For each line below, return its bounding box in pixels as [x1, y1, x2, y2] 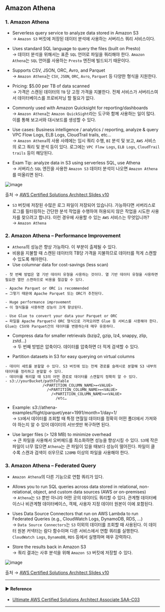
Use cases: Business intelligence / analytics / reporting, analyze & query [12, 126, 159, 132]
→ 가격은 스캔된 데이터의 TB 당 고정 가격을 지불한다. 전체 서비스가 [12, 88, 137, 95]
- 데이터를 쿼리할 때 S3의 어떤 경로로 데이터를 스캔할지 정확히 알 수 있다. [5, 374, 138, 379]
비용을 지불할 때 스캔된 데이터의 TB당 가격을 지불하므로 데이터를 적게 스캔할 [12, 250, 157, 256]
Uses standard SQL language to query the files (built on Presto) [12, 45, 141, 51]
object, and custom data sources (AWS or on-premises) [33, 489, 146, 495]
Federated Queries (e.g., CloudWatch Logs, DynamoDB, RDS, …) [12, 516, 143, 522]
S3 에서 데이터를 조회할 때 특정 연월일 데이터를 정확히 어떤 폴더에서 [18, 415, 144, 421]
